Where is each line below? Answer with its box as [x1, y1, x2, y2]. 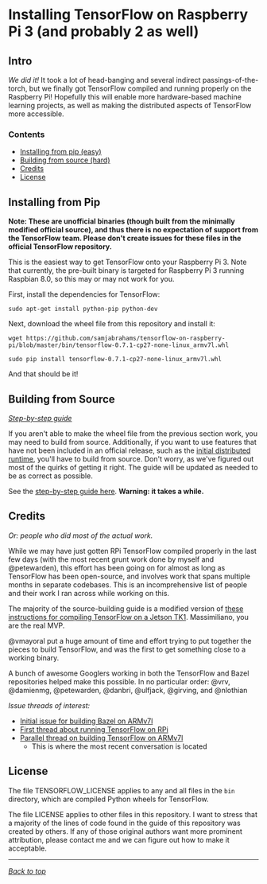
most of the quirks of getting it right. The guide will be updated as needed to [8, 462, 258, 472]
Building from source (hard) [19, 155, 110, 165]
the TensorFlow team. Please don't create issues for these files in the [8, 233, 242, 243]
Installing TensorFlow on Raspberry [8, 6, 249, 24]
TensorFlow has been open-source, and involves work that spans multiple [8, 571, 250, 581]
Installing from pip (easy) [19, 147, 102, 157]
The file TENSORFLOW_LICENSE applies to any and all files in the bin [8, 785, 236, 795]
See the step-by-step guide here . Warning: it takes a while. [8, 486, 204, 496]
